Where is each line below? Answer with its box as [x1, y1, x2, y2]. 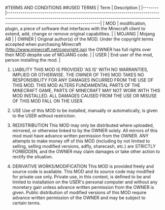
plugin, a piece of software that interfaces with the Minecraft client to [5, 26, 146, 32]
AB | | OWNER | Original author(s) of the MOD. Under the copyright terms [5, 36, 154, 42]
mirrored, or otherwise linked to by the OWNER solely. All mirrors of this [12, 128, 158, 133]
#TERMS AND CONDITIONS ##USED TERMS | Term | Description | [5, 5, 140, 10]
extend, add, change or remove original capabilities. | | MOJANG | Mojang [5, 31, 155, 36]
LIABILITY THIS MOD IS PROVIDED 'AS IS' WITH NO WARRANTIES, [12, 67, 149, 72]
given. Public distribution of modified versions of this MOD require [12, 190, 147, 195]
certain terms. [12, 200, 41, 206]
